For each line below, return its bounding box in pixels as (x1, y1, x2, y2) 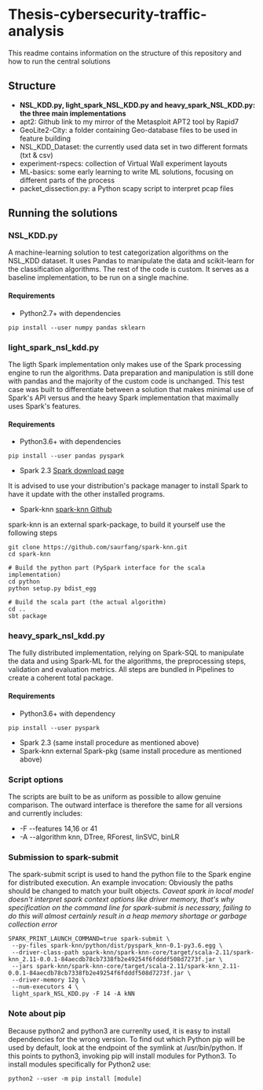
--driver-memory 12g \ (11, 976, 86, 984)
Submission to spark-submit (8, 851, 119, 862)
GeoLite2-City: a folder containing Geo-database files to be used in (19, 125, 238, 134)
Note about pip (8, 1008, 66, 1019)
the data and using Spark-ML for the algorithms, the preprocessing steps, (8, 656, 247, 666)
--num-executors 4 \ (11, 983, 79, 991)
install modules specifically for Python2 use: (8, 1059, 152, 1069)
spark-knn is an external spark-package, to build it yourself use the (8, 520, 226, 530)
